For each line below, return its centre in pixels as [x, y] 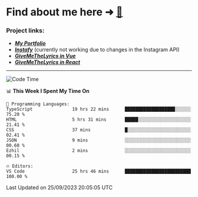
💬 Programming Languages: [38, 104]
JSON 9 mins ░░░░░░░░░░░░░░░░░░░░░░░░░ [99, 141]
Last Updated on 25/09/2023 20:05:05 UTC [60, 188]
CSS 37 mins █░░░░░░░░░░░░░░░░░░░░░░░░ [99, 130]
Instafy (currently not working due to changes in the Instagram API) [97, 50]
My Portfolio [30, 43]
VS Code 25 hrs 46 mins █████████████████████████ [99, 172]
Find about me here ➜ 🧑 [65, 12]
